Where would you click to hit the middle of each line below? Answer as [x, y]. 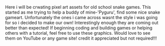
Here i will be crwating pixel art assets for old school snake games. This [78, 7]
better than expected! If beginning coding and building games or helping [79, 28]
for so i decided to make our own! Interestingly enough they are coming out [82, 23]
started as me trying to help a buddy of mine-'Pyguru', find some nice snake [83, 12]
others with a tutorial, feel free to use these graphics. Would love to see [78, 33]
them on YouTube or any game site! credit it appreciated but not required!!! [81, 38]
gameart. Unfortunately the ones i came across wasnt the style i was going [82, 17]
